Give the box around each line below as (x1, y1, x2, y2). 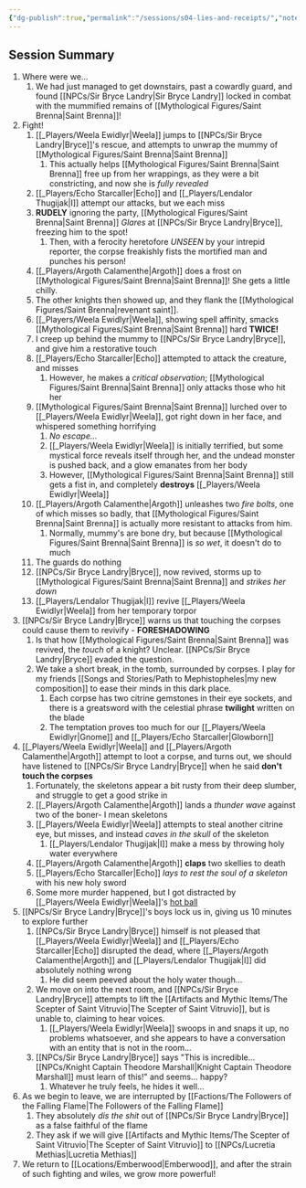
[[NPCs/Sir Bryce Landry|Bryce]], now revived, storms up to (35, 567, 262, 578)
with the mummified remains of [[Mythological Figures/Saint (35, 101, 262, 111)
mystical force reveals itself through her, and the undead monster (48, 450, 296, 461)
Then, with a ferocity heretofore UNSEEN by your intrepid (48, 237, 266, 248)
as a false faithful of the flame (35, 1120, 148, 1131)
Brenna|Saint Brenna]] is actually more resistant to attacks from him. (35, 518, 293, 529)
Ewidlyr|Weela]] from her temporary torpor (35, 605, 197, 617)
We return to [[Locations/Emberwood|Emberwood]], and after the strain (21, 1159, 292, 1170)
